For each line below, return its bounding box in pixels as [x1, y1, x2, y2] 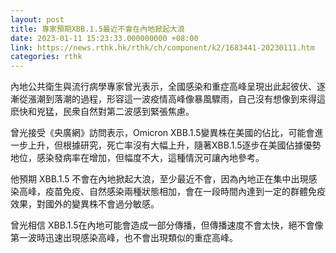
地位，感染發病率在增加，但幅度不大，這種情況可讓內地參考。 [10, 152, 265, 164]
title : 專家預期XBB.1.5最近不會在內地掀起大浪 [10, 24, 185, 34]
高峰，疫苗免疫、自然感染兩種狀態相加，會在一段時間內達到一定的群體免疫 [18, 186, 326, 198]
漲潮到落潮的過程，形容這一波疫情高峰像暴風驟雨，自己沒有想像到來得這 [27, 93, 326, 105]
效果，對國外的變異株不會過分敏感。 [10, 198, 160, 210]
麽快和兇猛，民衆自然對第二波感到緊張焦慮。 [10, 106, 195, 118]
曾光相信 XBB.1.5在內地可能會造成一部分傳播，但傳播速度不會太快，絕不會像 [10, 219, 324, 231]
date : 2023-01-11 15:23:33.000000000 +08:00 [10, 33, 199, 43]
